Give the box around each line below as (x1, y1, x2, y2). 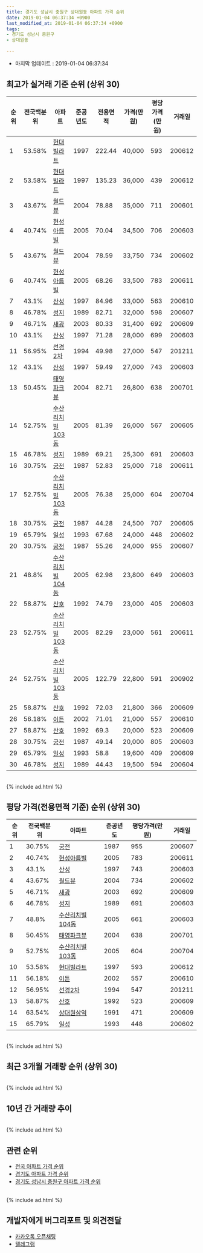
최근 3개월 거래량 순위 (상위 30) (6, 1061, 118, 1072)
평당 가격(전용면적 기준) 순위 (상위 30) (6, 802, 141, 812)
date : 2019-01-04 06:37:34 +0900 (6, 15, 91, 21)
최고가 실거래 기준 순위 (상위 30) (6, 79, 120, 90)
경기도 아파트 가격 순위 (14, 1170, 69, 1178)
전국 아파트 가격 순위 (14, 1163, 64, 1170)
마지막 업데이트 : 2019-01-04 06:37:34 (14, 60, 109, 67)
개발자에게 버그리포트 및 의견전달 (6, 1215, 122, 1226)
